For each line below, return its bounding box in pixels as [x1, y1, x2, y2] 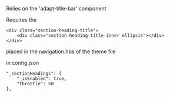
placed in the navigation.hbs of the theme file [6, 48, 116, 55]
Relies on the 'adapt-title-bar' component [6, 5, 107, 12]
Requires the [6, 16, 37, 23]
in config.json [6, 60, 39, 66]
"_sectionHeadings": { [6, 71, 62, 77]
